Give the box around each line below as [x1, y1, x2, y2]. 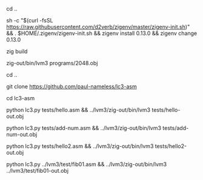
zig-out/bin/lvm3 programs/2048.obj [6, 60, 98, 66]
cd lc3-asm [6, 95, 35, 101]
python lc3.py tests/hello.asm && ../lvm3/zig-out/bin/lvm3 [6, 106, 150, 114]
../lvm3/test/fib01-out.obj [6, 167, 68, 174]
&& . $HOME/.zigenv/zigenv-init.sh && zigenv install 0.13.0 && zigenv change [6, 30, 198, 37]
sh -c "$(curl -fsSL [6, 17, 53, 24]
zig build [6, 48, 28, 55]
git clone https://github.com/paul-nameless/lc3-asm [6, 83, 138, 90]
